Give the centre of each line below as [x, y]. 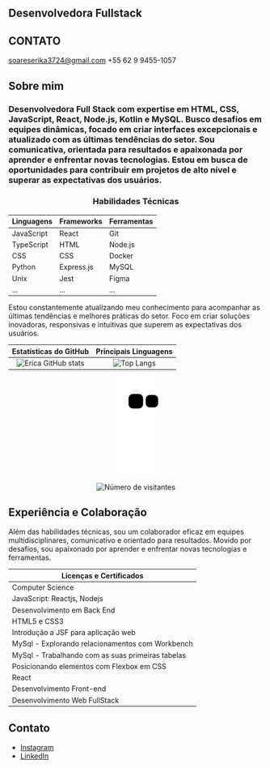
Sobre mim [36, 85]
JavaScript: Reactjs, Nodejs [57, 599]
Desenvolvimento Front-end [59, 689]
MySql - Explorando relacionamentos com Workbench [103, 644]
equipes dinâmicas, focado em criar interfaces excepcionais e [133, 129]
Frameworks [81, 221]
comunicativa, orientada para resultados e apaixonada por [126, 149]
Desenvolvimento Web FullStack [65, 700]
